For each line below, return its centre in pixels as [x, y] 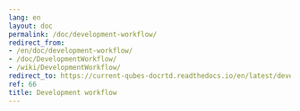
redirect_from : [37, 43]
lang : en [25, 17]
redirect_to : [33, 76]
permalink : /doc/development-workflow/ [83, 34]
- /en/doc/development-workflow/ [71, 51]
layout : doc [30, 26]
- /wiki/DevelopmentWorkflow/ [65, 68]
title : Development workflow [63, 92]
